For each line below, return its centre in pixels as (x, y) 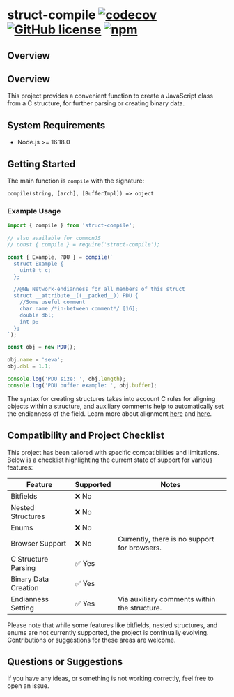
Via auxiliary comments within (167, 599)
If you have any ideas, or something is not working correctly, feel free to (110, 679)
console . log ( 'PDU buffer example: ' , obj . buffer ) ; (82, 385)
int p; (29, 322)
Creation (25, 587)
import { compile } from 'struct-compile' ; (71, 226)
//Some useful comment (53, 302)
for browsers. (140, 548)
